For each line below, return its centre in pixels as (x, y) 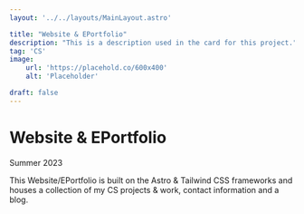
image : (22, 60)
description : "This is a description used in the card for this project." (153, 43)
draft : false (34, 92)
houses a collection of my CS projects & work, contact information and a (144, 190)
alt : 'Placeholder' (62, 77)
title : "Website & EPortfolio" (68, 34)
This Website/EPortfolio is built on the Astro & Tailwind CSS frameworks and (151, 180)
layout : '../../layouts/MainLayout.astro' (90, 18)
